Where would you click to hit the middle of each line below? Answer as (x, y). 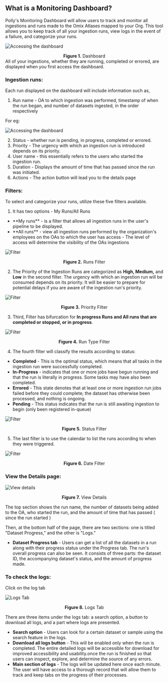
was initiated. (26, 173)
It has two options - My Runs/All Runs (51, 211)
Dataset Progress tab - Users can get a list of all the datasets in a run (85, 542)
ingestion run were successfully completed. (58, 367)
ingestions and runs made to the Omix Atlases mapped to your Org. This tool (84, 26)
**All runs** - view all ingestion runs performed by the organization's (85, 232)
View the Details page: (33, 476)
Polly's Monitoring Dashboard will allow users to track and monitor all (76, 20)
